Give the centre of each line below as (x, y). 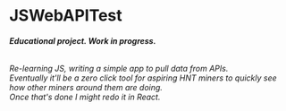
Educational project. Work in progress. (83, 40)
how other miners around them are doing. (86, 88)
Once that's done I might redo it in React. (85, 97)
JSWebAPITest (66, 16)
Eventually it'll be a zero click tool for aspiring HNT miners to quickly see (143, 78)
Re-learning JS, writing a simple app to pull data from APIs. (119, 69)
